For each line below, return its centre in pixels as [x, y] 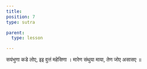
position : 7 [20, 17]
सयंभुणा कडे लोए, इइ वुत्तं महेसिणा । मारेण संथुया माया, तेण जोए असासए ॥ [74, 60]
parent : [16, 32]
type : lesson [27, 38]
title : [14, 11]
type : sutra [20, 22]
